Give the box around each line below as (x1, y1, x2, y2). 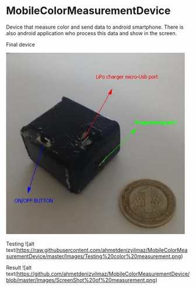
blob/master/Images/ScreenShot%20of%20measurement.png (6, 276, 156, 283)
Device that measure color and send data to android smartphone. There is (6, 23, 184, 30)
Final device (6, 41, 35, 48)
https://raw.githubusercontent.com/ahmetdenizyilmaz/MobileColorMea (16, 246, 188, 253)
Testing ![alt (6, 240, 35, 247)
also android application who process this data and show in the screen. (6, 29, 177, 36)
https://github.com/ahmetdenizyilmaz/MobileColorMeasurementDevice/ (16, 270, 190, 277)
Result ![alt (6, 264, 32, 271)
